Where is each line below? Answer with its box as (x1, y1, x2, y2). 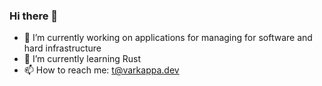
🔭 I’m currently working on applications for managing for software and (23, 32, 313, 44)
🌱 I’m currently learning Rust (23, 53, 142, 65)
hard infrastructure (23, 42, 102, 54)
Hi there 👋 (9, 9, 59, 23)
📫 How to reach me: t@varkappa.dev (23, 64, 180, 76)
